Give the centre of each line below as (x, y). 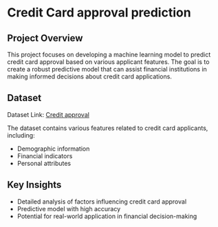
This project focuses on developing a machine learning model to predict (109, 54)
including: (21, 135)
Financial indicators (45, 155)
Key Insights (34, 185)
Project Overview (45, 38)
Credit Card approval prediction (99, 13)
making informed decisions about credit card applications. (89, 76)
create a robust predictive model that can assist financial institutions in (107, 69)
